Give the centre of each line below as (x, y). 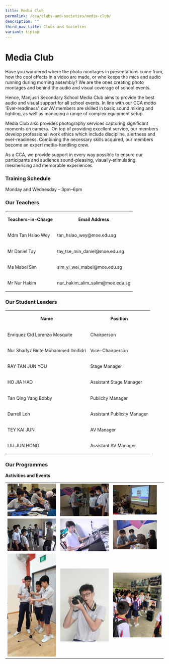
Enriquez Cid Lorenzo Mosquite (40, 335)
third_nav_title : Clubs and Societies (46, 27)
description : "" (22, 21)
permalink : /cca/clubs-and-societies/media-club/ (58, 16)
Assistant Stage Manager (116, 382)
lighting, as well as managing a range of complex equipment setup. (75, 114)
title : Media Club (24, 11)
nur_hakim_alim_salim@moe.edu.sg (94, 283)
